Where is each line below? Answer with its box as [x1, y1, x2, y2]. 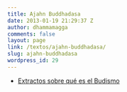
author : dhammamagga [7, 24, 69, 31]
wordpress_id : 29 [7, 57, 59, 64]
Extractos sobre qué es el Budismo [17, 76, 120, 85]
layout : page [7, 37, 46, 44]
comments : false [7, 30, 55, 38]
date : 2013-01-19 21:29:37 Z [7, 17, 94, 24]
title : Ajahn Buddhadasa [7, 10, 81, 18]
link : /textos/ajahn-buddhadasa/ [7, 44, 106, 51]
